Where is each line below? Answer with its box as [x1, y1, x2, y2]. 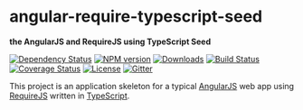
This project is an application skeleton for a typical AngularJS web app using [9, 80, 295, 91]
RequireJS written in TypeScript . [9, 90, 130, 101]
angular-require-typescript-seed [9, 6, 263, 27]
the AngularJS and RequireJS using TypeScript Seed [9, 36, 211, 47]
